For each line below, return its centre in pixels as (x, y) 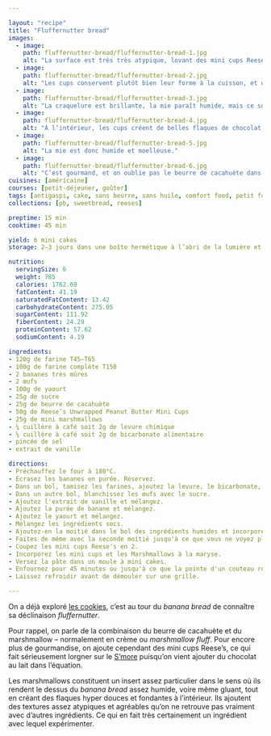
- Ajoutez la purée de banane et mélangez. (83, 509)
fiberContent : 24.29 (50, 322)
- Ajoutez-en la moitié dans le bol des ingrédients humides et (119, 532)
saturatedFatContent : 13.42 (63, 300)
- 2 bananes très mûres (48, 374)
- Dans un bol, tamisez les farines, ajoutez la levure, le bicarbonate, (135, 486)
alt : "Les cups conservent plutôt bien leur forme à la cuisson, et (140, 83)
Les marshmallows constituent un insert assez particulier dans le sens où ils (135, 681)
